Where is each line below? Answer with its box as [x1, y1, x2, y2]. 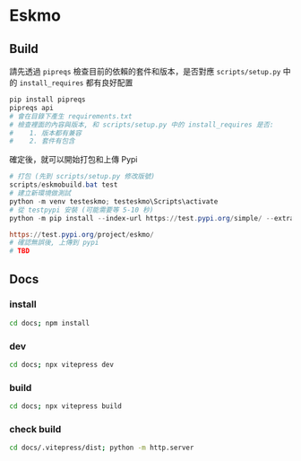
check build [9, 422, 62, 435]
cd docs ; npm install [9, 318, 90, 327]
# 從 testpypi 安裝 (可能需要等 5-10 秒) [9, 205, 154, 214]
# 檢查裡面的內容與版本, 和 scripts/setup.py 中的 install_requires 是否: [9, 120, 274, 129]
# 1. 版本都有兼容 [9, 128, 82, 137]
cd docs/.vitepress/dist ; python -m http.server [9, 443, 194, 453]
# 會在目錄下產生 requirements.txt [9, 111, 133, 121]
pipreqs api [9, 103, 54, 112]
